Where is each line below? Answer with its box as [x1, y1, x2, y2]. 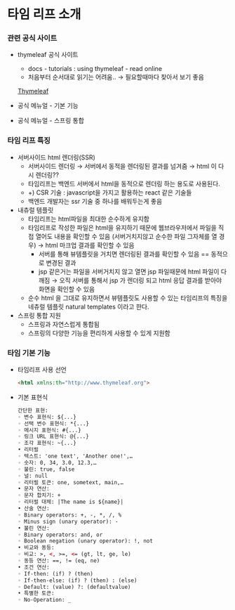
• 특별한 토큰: [17, 590, 55, 597]
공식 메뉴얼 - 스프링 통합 [17, 117, 84, 125]
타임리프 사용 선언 [17, 365, 67, 374]
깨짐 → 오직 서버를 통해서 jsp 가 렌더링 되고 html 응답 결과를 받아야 [38, 275, 222, 285]
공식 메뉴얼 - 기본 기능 [17, 101, 79, 110]
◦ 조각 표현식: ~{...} [17, 440, 77, 447]
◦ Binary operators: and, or [17, 531, 103, 538]
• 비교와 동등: [17, 544, 55, 552]
